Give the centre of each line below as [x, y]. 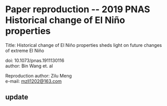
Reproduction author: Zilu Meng [39, 75]
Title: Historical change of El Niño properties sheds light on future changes [83, 45]
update [17, 97]
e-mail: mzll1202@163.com [34, 81]
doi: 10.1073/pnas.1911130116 [35, 60]
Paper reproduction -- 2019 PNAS [78, 9]
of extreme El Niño [25, 50]
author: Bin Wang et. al [29, 66]
